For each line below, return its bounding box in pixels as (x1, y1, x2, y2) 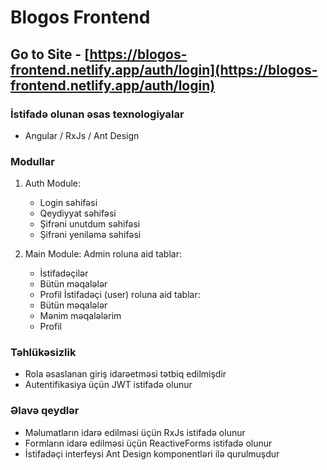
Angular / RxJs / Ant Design (24, 129, 140, 141)
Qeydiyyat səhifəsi (39, 207, 117, 220)
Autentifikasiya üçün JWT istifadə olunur (24, 379, 193, 391)
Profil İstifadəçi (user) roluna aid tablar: (39, 289, 201, 301)
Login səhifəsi (39, 197, 98, 209)
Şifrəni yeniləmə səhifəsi (39, 229, 142, 241)
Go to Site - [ (10, 46, 90, 63)
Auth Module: (24, 177, 82, 190)
